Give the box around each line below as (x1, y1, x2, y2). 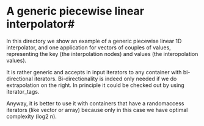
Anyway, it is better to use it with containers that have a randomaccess (6, 99, 184, 107)
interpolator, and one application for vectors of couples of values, (6, 44, 171, 51)
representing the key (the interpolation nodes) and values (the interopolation (6, 50, 199, 57)
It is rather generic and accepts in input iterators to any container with (6, 68, 182, 75)
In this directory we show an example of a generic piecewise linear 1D (6, 37, 182, 44)
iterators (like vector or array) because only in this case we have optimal (6, 106, 188, 113)
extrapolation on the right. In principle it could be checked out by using (6, 81, 184, 89)
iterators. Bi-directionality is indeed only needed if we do (34, 75, 177, 82)
